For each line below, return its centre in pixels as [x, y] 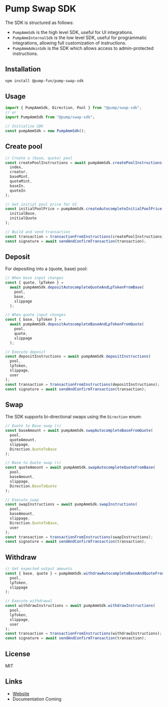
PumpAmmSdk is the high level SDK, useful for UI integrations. [73, 32]
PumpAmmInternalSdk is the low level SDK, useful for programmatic [80, 38]
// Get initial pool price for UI [41, 204]
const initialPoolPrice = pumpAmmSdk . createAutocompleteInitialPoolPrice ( [85, 209]
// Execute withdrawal [29, 601]
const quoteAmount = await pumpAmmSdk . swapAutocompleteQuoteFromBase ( [80, 468]
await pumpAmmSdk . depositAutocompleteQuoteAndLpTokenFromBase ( [77, 287]
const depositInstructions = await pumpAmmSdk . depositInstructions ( [78, 357]
